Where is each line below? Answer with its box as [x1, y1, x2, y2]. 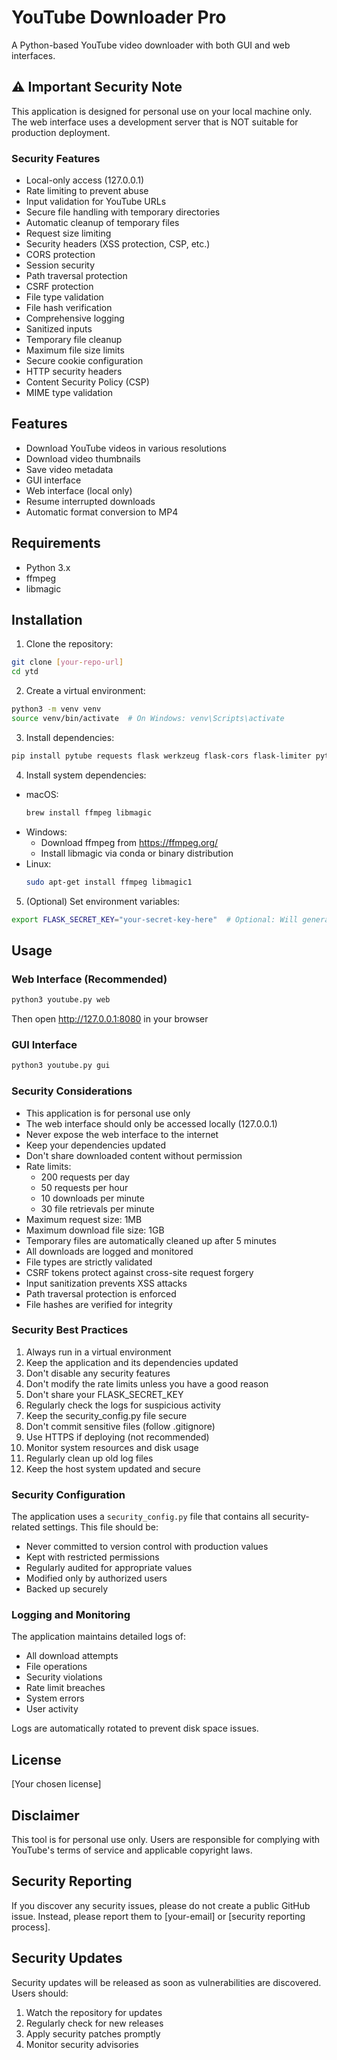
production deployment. [11, 126, 111, 138]
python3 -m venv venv [11, 704, 102, 715]
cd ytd [11, 667, 39, 677]
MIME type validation [25, 387, 114, 399]
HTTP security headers [25, 366, 123, 378]
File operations [25, 1661, 88, 1673]
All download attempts [25, 1650, 119, 1662]
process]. [11, 1921, 51, 1933]
